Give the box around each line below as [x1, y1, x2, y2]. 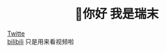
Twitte [7, 29, 26, 38]
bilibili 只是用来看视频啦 [7, 37, 74, 45]
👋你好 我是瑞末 [74, 6, 159, 22]
